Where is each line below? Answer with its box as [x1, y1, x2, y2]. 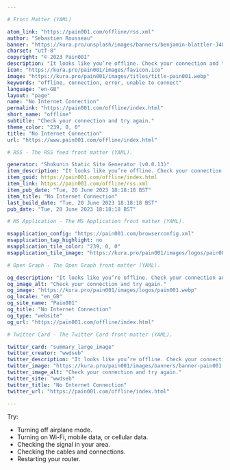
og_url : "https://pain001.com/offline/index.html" [7, 319, 155, 326]
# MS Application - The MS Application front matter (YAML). [7, 218, 186, 225]
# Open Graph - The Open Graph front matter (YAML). [7, 261, 161, 269]
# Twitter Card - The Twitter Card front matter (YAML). [7, 331, 173, 338]
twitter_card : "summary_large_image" [7, 343, 115, 350]
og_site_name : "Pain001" [7, 300, 78, 306]
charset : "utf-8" [7, 47, 57, 55]
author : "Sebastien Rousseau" [7, 35, 94, 42]
